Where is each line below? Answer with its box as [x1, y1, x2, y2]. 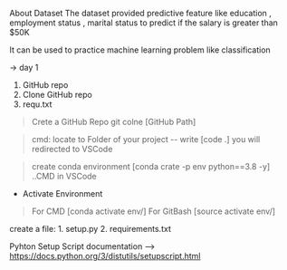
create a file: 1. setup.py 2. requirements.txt [9, 224, 172, 234]
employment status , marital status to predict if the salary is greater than [9, 17, 279, 28]
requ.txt [22, 99, 53, 110]
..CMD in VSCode [31, 171, 97, 181]
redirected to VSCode [31, 144, 113, 154]
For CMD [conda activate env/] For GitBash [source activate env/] [31, 206, 276, 217]
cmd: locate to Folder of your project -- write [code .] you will [31, 134, 261, 144]
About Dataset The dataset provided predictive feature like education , [9, 8, 272, 18]
